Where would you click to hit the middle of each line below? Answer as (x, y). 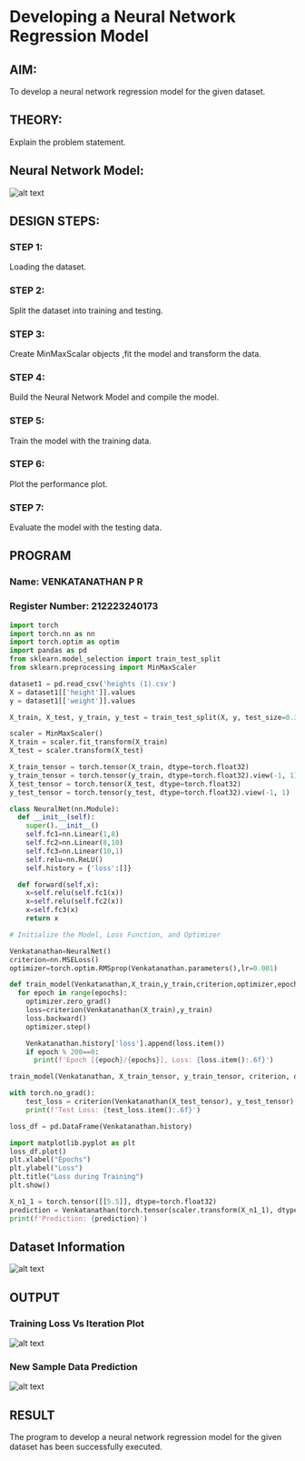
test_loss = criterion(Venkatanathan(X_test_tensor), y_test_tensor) (160, 1102)
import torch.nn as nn (52, 634)
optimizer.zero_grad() (69, 1002)
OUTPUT (35, 1298)
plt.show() (30, 1185)
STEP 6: (27, 464)
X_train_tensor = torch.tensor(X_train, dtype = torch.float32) (129, 767)
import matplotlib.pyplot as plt (73, 1143)
